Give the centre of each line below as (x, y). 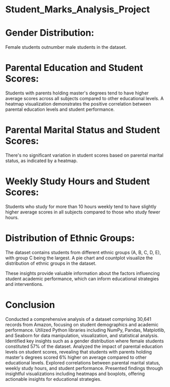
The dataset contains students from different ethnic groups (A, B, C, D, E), (83, 252)
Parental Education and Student (74, 68)
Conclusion (30, 305)
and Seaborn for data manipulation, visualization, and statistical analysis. (82, 335)
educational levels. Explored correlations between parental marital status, (83, 362)
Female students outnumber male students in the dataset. (66, 47)
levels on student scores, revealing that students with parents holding (79, 352)
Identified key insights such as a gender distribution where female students (84, 341)
